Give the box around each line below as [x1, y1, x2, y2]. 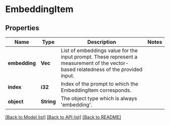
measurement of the [60, 59, 109, 67]
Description [87, 39, 116, 45]
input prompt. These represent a [60, 53, 138, 60]
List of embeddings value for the [60, 47, 138, 54]
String [40, 98, 56, 105]
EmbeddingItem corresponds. [60, 87, 132, 94]
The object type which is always [60, 95, 138, 102]
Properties [5, 24, 39, 32]
